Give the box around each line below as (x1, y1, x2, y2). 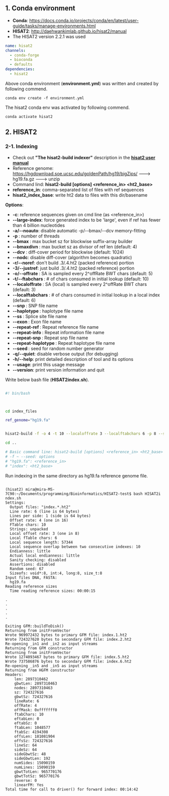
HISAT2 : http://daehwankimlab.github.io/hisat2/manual (12, 28, 127, 34)
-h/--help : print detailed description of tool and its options (12, 356, 134, 362)
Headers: (5, 672, 24, 677)
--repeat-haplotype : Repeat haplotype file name (12, 340, 115, 346)
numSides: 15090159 (14, 760, 55, 765)
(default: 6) (12, 297, 36, 303)
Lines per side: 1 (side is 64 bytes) (10, 513, 92, 518)
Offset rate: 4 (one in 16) (10, 518, 69, 523)
